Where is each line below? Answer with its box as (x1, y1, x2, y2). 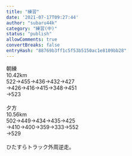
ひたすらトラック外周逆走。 (6, 143, 75, 150)
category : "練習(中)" (6, 25, 57, 32)
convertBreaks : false (6, 42, 60, 48)
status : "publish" (6, 31, 52, 37)
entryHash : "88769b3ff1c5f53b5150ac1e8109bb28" (6, 48, 127, 54)
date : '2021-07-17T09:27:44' (6, 14, 79, 20)
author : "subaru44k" (6, 20, 58, 26)
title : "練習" (6, 8, 40, 15)
